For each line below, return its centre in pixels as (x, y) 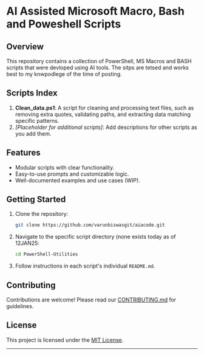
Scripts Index (32, 93)
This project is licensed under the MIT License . (65, 340)
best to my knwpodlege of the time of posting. (64, 74)
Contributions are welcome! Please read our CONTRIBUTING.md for (91, 300)
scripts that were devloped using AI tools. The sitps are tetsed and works (98, 67)
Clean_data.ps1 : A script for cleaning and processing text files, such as (104, 108)
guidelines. (20, 306)
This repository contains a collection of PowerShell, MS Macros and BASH (99, 61)
